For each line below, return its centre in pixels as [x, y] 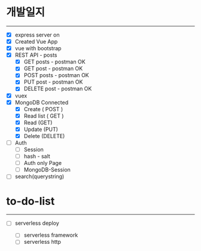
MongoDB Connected [42, 102]
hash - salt [37, 157]
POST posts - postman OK [56, 75]
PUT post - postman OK [53, 82]
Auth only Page [42, 163]
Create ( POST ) [43, 109]
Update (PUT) [41, 129]
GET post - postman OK [53, 69]
